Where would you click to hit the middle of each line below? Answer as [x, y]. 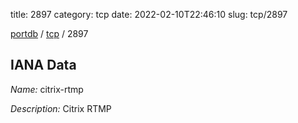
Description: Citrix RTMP [61, 108]
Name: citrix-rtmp [47, 89]
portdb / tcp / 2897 [49, 33]
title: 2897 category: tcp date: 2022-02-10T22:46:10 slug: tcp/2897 [149, 14]
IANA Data [43, 65]
